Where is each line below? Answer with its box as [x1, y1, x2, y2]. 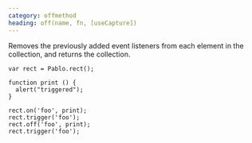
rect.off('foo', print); [8, 120, 91, 128]
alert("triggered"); [15, 85, 84, 94]
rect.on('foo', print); [8, 106, 88, 114]
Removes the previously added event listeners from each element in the [8, 41, 245, 50]
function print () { [8, 79, 77, 87]
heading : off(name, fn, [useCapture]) [8, 19, 137, 27]
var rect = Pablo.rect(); [8, 64, 94, 72]
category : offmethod [8, 11, 77, 20]
